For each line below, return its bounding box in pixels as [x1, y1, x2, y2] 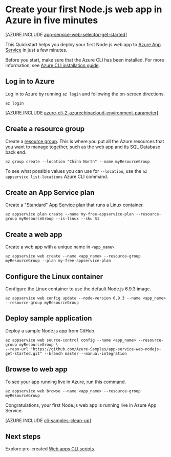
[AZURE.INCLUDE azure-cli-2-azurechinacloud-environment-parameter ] [5, 109, 159, 116]
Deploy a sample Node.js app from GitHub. [5, 327, 96, 334]
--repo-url [5, 346, 29, 352]
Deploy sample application [5, 314, 92, 323]
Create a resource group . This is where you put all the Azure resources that [5, 138, 164, 144]
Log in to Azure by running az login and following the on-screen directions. [5, 91, 165, 97]
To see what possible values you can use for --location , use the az [5, 168, 147, 174]
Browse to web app [5, 365, 68, 374]
